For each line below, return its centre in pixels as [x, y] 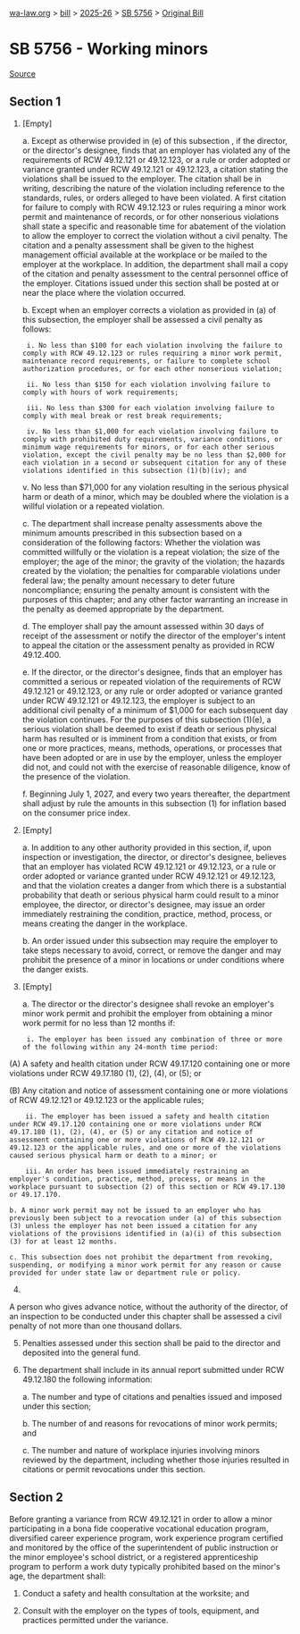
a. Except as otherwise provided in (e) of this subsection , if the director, [155, 140]
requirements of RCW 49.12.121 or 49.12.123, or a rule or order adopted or [156, 159]
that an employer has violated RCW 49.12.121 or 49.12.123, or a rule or [149, 866]
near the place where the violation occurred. [104, 292]
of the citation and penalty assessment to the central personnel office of [155, 274]
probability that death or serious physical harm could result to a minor [150, 895]
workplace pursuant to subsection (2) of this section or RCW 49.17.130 [147, 1187]
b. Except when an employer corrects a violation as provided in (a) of [149, 310]
